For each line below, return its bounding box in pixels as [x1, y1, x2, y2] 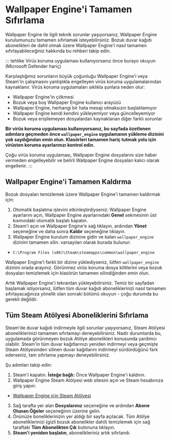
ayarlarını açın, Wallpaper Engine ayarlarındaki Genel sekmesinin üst [12, 212, 157, 218]
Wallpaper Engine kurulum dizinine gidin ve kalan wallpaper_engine [12, 234, 154, 240]
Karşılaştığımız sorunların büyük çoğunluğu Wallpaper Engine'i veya [5, 73, 148, 79]
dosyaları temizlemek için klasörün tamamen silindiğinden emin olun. [5, 270, 150, 276]
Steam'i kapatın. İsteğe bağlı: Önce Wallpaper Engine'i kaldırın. [12, 371, 145, 377]
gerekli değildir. [5, 296, 38, 302]
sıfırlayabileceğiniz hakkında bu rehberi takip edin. [5, 48, 111, 54]
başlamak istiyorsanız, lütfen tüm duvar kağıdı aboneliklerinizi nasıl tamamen [5, 285, 166, 291]
